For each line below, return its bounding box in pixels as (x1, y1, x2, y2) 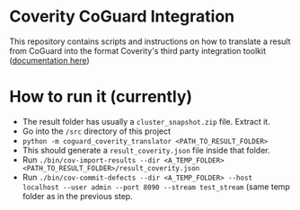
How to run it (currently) (9, 87, 193, 107)
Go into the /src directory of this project (22, 126, 172, 136)
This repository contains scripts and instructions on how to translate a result (9, 36, 291, 47)
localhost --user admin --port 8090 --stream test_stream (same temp (22, 181, 290, 192)
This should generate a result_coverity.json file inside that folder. (22, 144, 270, 155)
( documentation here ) (9, 55, 90, 66)
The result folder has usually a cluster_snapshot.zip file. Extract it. (22, 116, 271, 127)
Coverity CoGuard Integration (9, 6, 235, 27)
